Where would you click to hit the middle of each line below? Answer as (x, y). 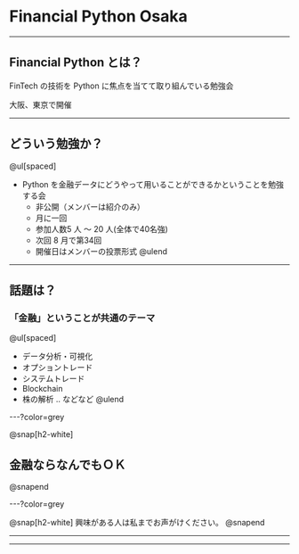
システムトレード (53, 379)
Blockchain (42, 389)
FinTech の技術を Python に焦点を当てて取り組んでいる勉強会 (121, 86)
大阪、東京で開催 (40, 104)
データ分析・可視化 (57, 356)
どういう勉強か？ (56, 144)
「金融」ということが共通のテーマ (82, 318)
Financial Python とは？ (76, 63)
